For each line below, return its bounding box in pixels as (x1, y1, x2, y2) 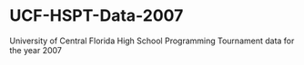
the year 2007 (9, 44, 62, 55)
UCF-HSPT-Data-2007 (9, 5, 184, 26)
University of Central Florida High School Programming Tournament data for (9, 35, 295, 46)
